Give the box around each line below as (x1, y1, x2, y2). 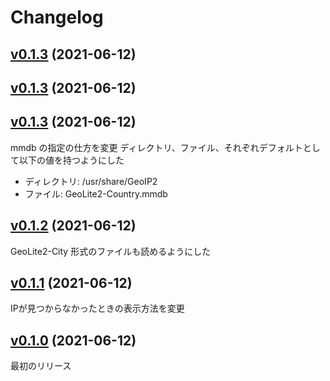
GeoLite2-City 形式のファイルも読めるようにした (10, 245, 212, 257)
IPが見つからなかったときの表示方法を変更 (10, 302, 185, 315)
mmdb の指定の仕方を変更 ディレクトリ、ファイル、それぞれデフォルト (10, 141, 303, 153)
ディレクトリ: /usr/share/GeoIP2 (24, 175, 158, 187)
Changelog (10, 6, 104, 29)
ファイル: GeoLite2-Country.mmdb (24, 187, 168, 200)
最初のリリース (10, 360, 72, 372)
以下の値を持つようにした (18, 154, 125, 166)
